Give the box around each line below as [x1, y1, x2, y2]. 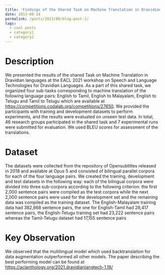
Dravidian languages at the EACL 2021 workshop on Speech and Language [5, 77, 157, 83]
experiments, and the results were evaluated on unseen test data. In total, [5, 113, 154, 119]
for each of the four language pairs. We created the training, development [5, 173, 155, 179]
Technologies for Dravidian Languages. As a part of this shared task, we [5, 82, 151, 88]
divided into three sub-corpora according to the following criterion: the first [5, 184, 157, 190]
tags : [5, 21, 16, 26]
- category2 [9, 35, 34, 40]
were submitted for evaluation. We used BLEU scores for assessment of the [5, 124, 158, 130]
